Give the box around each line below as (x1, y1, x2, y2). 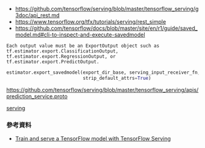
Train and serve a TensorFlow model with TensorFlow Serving (15, 135, 171, 143)
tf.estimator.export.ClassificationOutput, (6, 48, 119, 54)
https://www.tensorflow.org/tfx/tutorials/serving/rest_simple (15, 18, 167, 25)
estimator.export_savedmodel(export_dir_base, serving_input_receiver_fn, (6, 69, 201, 76)
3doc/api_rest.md (15, 12, 60, 19)
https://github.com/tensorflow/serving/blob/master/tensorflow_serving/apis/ (6, 86, 199, 93)
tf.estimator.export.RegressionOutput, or (6, 54, 116, 60)
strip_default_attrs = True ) (82, 75, 151, 81)
